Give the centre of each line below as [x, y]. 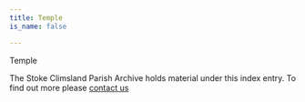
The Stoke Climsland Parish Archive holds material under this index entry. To [153, 77]
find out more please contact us [69, 87]
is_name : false [38, 26]
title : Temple [36, 18]
